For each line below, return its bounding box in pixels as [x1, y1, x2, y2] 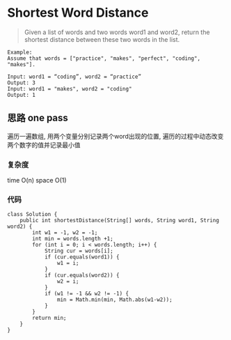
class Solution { [7, 211, 58, 218]
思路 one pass [7, 112, 68, 124]
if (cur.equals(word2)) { [44, 272, 120, 279]
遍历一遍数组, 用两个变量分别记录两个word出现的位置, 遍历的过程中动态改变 [7, 132, 224, 140]
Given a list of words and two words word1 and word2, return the [24, 28, 210, 36]
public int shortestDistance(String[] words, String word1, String [19, 217, 219, 224]
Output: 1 [7, 91, 36, 98]
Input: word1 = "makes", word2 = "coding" [7, 85, 132, 92]
